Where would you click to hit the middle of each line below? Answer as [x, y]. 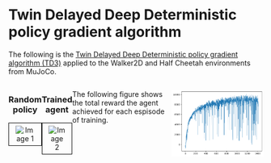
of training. [91, 119]
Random [25, 99]
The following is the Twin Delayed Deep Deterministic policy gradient [123, 54]
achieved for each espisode [119, 111]
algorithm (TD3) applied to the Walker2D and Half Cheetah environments [129, 63]
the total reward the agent [116, 102]
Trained [57, 99]
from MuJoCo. [32, 71]
